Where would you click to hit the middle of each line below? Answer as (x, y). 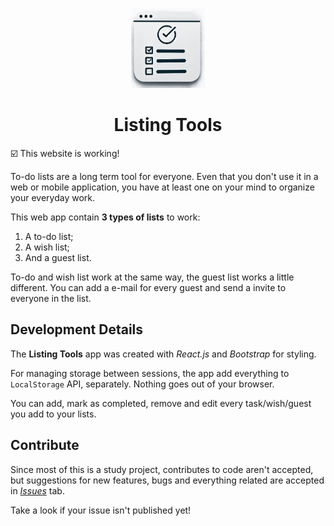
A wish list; (47, 247)
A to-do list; (49, 236)
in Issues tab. (37, 490)
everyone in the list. (51, 298)
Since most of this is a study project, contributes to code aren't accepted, (162, 469)
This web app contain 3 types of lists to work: (105, 217)
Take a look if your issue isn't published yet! (101, 510)
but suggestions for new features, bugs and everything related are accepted (167, 480)
